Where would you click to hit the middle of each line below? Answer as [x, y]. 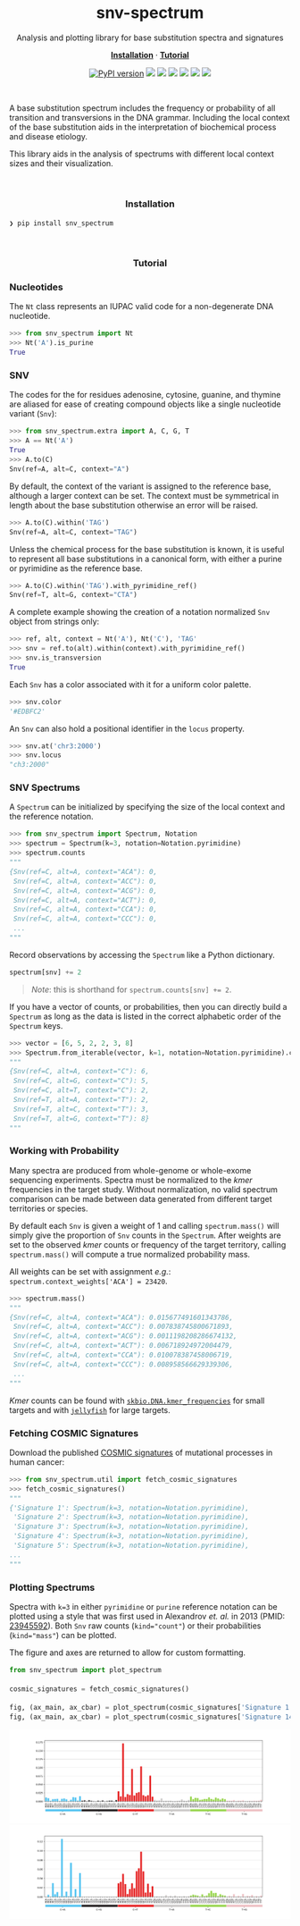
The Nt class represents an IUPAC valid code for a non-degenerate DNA [142, 307]
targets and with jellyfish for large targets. [90, 1409]
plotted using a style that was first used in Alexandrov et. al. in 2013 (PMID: [147, 1616]
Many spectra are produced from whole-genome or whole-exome [130, 1170]
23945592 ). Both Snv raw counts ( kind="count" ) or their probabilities [135, 1626]
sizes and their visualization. [61, 163]
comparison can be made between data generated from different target [141, 1198]
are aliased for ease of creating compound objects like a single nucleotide [145, 404]
